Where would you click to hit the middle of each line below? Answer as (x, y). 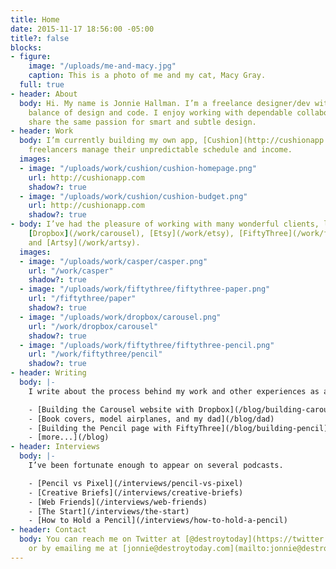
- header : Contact (48, 530)
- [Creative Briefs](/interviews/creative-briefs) (136, 492)
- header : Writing (48, 373)
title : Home (35, 19)
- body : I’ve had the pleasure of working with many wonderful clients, (165, 224)
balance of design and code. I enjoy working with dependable (160, 112)
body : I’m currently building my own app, (109, 141)
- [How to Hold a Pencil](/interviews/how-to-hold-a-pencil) (158, 521)
